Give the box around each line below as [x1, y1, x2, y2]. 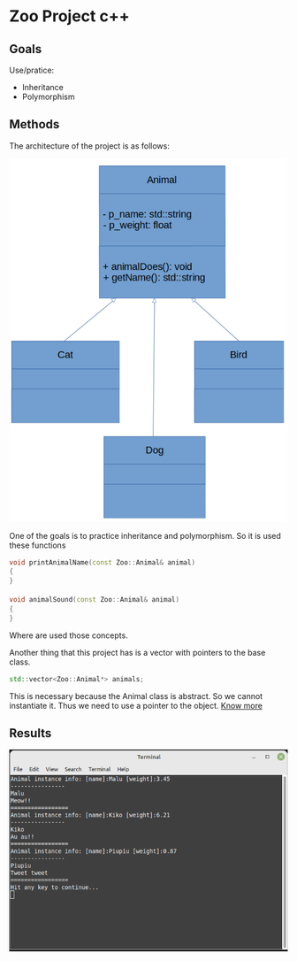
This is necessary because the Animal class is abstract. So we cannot [9, 690, 263, 701]
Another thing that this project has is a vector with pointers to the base [9, 647, 266, 657]
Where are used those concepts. [9, 630, 128, 641]
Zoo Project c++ [9, 6, 130, 27]
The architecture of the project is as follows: [9, 140, 171, 151]
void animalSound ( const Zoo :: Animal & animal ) [9, 596, 179, 604]
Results [9, 726, 52, 741]
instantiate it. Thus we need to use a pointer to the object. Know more [9, 700, 263, 711]
